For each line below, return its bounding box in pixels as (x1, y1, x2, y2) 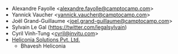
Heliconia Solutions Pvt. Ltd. (11, 36, 81, 43)
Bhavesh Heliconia (20, 42, 66, 49)
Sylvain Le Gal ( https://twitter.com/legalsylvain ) (11, 23, 127, 31)
